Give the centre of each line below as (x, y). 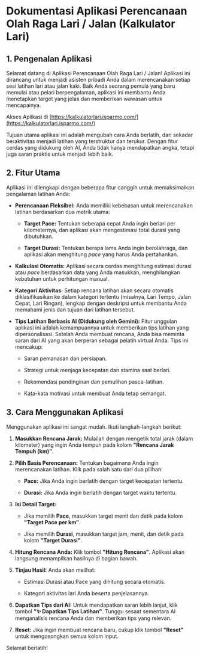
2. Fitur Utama (33, 173)
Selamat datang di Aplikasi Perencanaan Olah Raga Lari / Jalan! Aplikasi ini (98, 73)
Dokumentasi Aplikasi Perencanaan (97, 11)
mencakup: (29, 346)
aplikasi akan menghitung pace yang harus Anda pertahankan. (101, 254)
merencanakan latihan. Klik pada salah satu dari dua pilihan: (89, 469)
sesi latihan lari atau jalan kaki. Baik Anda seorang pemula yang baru (91, 86)
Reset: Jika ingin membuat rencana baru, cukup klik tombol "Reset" (99, 630)
